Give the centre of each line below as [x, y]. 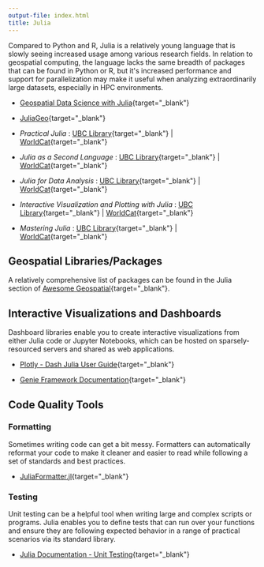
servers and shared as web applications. [109, 349]
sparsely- [234, 341]
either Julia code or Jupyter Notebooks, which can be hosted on [113, 341]
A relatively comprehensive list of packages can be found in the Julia [120, 280]
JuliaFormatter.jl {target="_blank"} [74, 476]
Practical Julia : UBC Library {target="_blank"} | [96, 133]
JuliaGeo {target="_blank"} [63, 118]
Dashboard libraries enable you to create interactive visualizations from [124, 332]
